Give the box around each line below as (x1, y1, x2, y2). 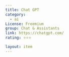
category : (5, 12, 26, 17)
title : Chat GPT (5, 7, 39, 12)
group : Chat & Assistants (5, 26, 59, 31)
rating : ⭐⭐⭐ (5, 35, 32, 40)
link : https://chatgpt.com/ (5, 30, 64, 35)
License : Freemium (5, 21, 44, 26)
